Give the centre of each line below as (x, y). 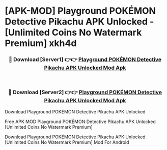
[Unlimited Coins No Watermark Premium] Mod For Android (67, 142)
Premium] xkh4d (41, 43)
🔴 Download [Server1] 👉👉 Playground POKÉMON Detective (85, 59)
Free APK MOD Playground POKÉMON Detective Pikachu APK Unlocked (80, 122)
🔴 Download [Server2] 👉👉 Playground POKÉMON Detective (85, 93)
